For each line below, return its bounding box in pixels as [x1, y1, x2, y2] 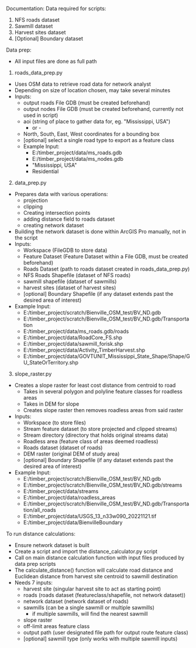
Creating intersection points [23, 210, 91, 216]
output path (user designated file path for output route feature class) [23, 629, 188, 636]
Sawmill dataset [14, 23, 53, 29]
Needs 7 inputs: [14, 579, 53, 586]
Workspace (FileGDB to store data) [23, 247, 108, 254]
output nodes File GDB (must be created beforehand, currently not [23, 106, 184, 112]
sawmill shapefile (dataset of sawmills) [23, 278, 117, 285]
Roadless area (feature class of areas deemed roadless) [23, 438, 159, 445]
